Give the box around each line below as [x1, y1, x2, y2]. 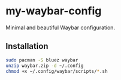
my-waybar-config [5, 4, 102, 18]
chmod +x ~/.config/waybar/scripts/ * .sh [5, 68, 108, 74]
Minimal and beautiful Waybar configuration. [5, 24, 115, 31]
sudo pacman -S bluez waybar [5, 57, 78, 63]
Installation [5, 41, 49, 51]
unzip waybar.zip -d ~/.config [5, 63, 84, 69]
